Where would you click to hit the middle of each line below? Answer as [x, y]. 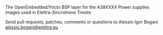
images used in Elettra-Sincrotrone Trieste [48, 12]
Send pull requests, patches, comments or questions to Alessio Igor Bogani [81, 22]
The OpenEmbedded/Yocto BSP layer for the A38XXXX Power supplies [77, 7]
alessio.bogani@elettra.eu [32, 27]
